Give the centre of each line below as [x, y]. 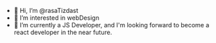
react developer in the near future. [63, 32]
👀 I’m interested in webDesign [56, 18]
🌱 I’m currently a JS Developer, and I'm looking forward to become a [111, 25]
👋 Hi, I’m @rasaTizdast [46, 11]
